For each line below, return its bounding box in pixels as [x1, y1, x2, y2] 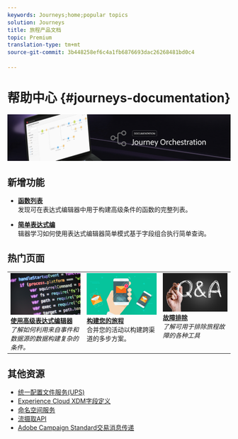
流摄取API [17, 415, 47, 423]
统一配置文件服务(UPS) [17, 388, 85, 396]
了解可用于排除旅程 [162, 322, 220, 330]
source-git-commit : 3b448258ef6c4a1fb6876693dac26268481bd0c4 [7, 49, 195, 56]
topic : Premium [7, 34, 52, 41]
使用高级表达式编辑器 [10, 316, 73, 325]
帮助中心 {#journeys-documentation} [7, 90, 231, 106]
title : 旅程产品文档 [7, 26, 62, 33]
